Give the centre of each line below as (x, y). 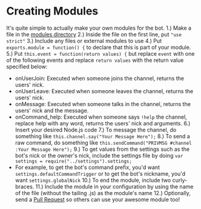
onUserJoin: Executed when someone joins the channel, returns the (100, 78)
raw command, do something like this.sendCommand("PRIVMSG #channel (103, 142)
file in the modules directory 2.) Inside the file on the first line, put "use (94, 34)
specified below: (27, 66)
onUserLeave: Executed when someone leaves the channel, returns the (104, 91)
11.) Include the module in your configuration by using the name (114, 187)
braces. (25, 187)
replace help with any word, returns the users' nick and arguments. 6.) (103, 123)
